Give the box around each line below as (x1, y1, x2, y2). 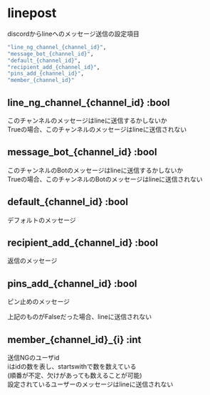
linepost (7, 5, 57, 21)
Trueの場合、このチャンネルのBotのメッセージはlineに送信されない (7, 174, 203, 183)
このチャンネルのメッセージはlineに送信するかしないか (7, 116, 167, 125)
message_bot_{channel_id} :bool (7, 146, 157, 158)
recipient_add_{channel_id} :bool (7, 237, 159, 249)
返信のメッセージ (7, 256, 58, 265)
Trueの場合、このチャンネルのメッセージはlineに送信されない (7, 125, 187, 133)
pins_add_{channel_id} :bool (7, 278, 137, 290)
